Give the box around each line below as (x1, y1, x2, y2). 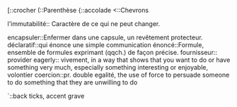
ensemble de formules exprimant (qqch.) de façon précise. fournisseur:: (7, 49, 218, 56)
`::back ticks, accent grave (7, 92, 85, 100)
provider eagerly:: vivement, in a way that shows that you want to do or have (7, 56, 231, 64)
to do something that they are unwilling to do (7, 78, 138, 87)
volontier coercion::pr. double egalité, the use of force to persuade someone (7, 70, 230, 79)
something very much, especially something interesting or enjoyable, (7, 63, 209, 71)
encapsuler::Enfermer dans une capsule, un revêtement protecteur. (7, 33, 203, 42)
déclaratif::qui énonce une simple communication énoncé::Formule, (7, 41, 204, 49)
